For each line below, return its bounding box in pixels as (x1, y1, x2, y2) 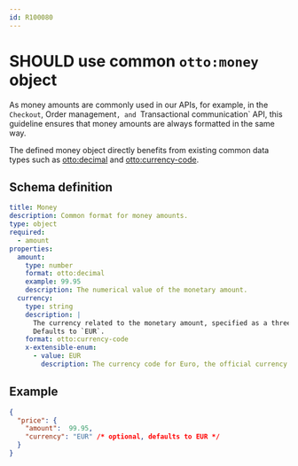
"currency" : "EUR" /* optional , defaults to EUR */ (25, 432, 220, 441)
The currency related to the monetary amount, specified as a (32, 318, 268, 328)
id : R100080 (9, 12, 53, 22)
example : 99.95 (25, 277, 82, 286)
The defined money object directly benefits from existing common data (9, 144, 270, 155)
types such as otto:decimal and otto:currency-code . (9, 154, 200, 165)
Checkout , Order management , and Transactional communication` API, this (9, 108, 283, 120)
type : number (25, 260, 74, 270)
